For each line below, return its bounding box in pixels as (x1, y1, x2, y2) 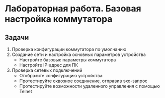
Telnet (19, 89, 33, 94)
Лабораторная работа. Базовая (4, 3, 141, 14)
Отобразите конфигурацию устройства (19, 73, 103, 78)
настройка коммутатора (4, 13, 113, 25)
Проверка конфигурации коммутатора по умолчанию (11, 47, 127, 52)
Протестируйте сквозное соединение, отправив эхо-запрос (19, 78, 148, 84)
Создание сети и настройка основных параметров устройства (11, 51, 146, 57)
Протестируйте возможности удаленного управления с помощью (19, 83, 160, 89)
